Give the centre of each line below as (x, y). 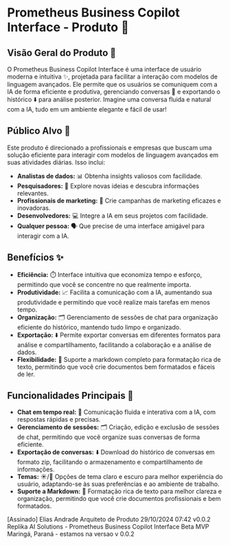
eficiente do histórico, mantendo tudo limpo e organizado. (99, 327)
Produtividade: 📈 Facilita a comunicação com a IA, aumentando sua (115, 292)
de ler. (26, 374)
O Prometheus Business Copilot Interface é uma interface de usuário (104, 69)
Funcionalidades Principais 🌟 (70, 396)
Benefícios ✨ (35, 257)
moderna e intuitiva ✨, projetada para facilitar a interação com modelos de (113, 76)
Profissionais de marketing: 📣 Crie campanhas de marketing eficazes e (119, 200)
